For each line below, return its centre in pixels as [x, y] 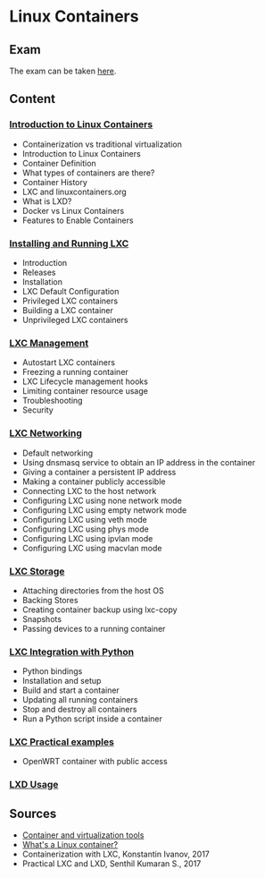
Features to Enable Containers [78, 220]
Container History [54, 182]
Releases [39, 272]
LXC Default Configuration [70, 291]
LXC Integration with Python [72, 652]
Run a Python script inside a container [92, 719]
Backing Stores [50, 600]
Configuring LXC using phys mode [85, 529]
